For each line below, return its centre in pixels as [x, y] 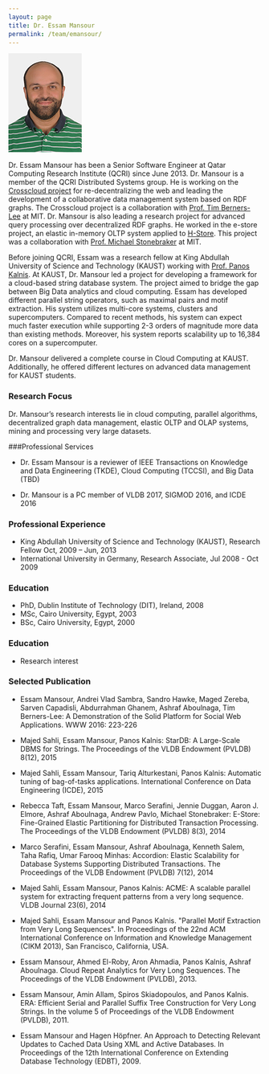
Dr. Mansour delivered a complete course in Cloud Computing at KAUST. [128, 358]
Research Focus [40, 396]
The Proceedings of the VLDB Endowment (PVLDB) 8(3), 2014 [123, 831]
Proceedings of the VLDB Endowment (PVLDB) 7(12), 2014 [117, 872]
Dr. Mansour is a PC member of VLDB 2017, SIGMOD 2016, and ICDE [133, 495]
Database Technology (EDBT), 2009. [81, 1061]
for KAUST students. [42, 376]
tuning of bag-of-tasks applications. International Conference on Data [135, 781]
